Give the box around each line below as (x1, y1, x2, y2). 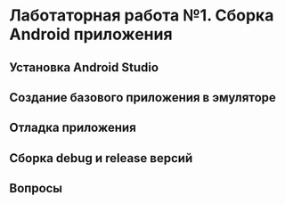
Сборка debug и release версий (9, 151, 193, 166)
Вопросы (9, 181, 63, 196)
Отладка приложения (9, 120, 136, 135)
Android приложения (9, 24, 173, 45)
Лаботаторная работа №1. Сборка (9, 5, 274, 26)
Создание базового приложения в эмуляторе (9, 90, 276, 105)
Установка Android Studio (9, 60, 159, 75)
